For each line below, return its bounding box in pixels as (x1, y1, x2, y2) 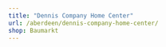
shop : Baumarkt (8, 26, 59, 34)
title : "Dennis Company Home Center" (8, 11, 134, 20)
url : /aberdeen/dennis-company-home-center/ (8, 19, 159, 27)
